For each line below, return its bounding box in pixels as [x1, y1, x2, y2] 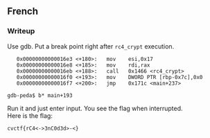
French [7, 6, 38, 17]
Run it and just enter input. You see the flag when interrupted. [7, 104, 183, 112]
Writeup [7, 26, 35, 36]
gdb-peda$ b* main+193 [7, 92, 73, 99]
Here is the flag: [7, 111, 53, 120]
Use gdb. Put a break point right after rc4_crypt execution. [7, 42, 175, 51]
